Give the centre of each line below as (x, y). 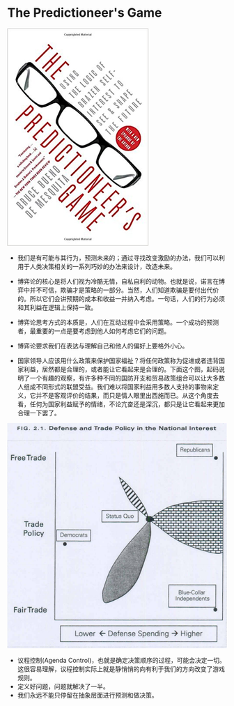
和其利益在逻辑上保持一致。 (57, 307)
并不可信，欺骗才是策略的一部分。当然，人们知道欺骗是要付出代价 (124, 290)
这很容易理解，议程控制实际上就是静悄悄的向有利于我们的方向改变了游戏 (121, 669)
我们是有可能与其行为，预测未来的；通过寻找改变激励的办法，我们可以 (118, 258)
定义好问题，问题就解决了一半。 (63, 686)
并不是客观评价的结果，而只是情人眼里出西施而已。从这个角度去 (127, 395)
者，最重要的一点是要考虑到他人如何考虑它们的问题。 (94, 331)
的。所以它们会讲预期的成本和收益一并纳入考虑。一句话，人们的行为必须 (121, 298)
